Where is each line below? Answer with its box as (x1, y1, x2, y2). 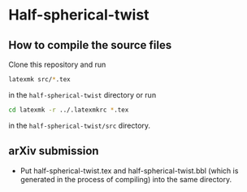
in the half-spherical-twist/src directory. (8, 120, 151, 130)
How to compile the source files (8, 38, 172, 52)
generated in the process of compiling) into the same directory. (19, 174, 232, 184)
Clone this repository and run (8, 59, 106, 69)
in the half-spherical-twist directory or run (8, 89, 157, 99)
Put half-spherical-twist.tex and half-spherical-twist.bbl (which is (19, 165, 239, 176)
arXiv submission (8, 144, 99, 158)
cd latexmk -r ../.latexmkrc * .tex (8, 106, 129, 114)
